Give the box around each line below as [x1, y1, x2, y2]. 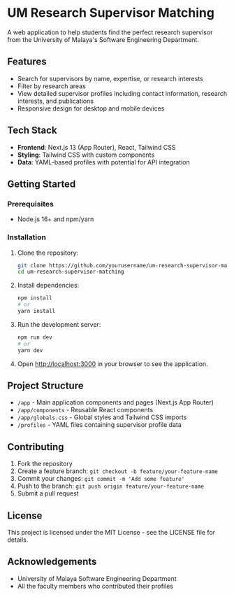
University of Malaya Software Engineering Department [17, 574, 177, 582]
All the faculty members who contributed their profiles [17, 582, 173, 590]
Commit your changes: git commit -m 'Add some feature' [17, 475, 185, 483]
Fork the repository [17, 460, 73, 468]
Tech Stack [7, 125, 57, 136]
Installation [7, 232, 47, 242]
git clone [17, 262, 47, 269]
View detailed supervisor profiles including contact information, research [17, 89, 228, 97]
